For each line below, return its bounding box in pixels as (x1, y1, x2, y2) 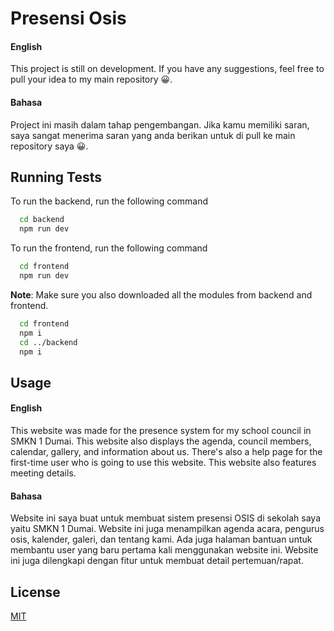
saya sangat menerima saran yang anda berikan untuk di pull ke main (10, 129, 296, 141)
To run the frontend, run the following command (10, 242, 208, 254)
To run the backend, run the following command (10, 195, 208, 207)
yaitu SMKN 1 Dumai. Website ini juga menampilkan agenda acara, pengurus (10, 523, 325, 535)
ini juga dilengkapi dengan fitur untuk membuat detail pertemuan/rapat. (10, 555, 304, 567)
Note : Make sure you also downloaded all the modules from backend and (10, 288, 313, 301)
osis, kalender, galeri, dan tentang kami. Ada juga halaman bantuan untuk (10, 533, 313, 546)
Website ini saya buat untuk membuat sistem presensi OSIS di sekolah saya (10, 512, 322, 524)
